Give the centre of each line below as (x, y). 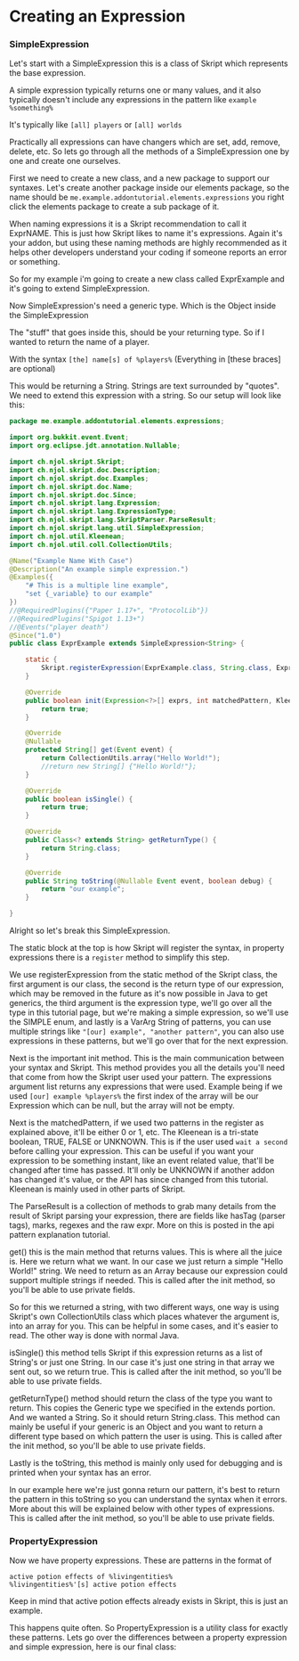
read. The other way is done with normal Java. (94, 1336)
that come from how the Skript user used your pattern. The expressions (141, 1077)
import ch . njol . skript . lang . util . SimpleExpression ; (107, 528)
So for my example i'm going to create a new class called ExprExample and (147, 279)
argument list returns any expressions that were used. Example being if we (146, 1087)
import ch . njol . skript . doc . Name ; (71, 487)
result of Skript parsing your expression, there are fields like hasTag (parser (148, 1216)
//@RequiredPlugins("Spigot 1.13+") (77, 618)
